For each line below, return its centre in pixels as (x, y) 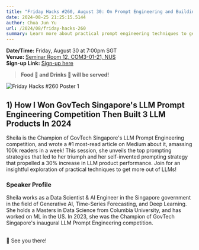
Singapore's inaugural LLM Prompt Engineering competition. (80, 223)
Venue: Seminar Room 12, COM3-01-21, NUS (61, 57)
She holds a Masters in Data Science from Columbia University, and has (94, 210)
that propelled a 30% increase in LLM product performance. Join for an (93, 163)
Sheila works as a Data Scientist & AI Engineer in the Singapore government (99, 198)
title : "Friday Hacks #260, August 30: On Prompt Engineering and (90, 12)
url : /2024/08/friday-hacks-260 (46, 28)
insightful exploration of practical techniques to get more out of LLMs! (91, 169)
